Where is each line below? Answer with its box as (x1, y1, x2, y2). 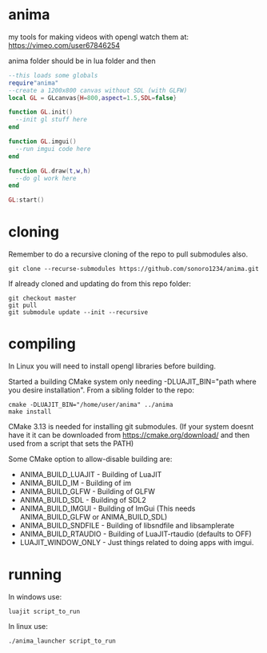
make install (8, 408, 52, 416)
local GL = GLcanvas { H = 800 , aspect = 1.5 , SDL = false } (8, 94, 177, 102)
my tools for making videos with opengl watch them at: (8, 32, 189, 42)
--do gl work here (15, 174, 78, 182)
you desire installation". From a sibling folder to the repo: (8, 385, 194, 395)
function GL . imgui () (8, 137, 78, 145)
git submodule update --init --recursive (8, 309, 149, 317)
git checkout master (8, 294, 78, 303)
